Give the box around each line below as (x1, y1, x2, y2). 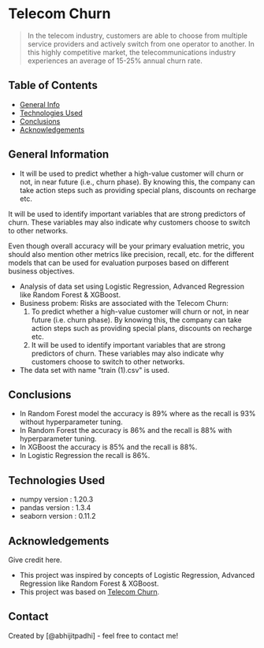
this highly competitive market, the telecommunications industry (27, 47, 236, 57)
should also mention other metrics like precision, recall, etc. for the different (8, 249, 255, 259)
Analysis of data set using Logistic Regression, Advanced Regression (19, 281, 244, 291)
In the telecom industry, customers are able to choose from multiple (27, 31, 248, 40)
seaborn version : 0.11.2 (19, 512, 96, 521)
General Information (8, 147, 110, 162)
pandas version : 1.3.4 (19, 503, 91, 512)
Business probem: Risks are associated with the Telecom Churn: (19, 298, 229, 307)
